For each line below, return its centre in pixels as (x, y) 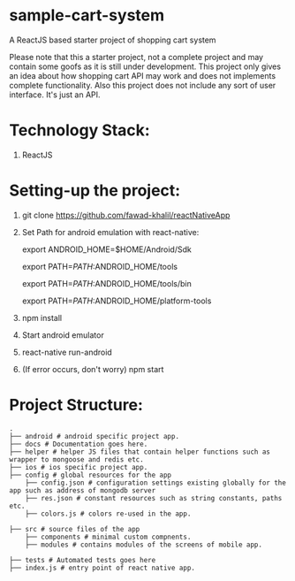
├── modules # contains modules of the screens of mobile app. (144, 545)
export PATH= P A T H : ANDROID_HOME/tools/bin (106, 283)
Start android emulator (63, 335)
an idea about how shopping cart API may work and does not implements (143, 75)
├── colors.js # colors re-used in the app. (108, 514)
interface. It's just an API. (55, 95)
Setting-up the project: (95, 191)
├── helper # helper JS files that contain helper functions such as (140, 452)
